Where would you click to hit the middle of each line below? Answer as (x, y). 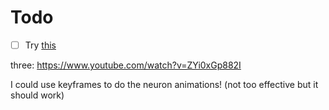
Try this (40, 45)
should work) (37, 95)
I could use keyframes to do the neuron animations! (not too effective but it (164, 84)
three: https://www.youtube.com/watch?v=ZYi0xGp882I (126, 65)
